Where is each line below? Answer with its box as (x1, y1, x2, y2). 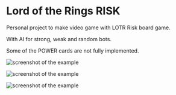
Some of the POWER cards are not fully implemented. (6, 47, 139, 54)
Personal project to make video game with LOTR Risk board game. (6, 24, 171, 31)
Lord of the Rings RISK (6, 4, 121, 18)
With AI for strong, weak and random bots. (6, 35, 112, 42)
